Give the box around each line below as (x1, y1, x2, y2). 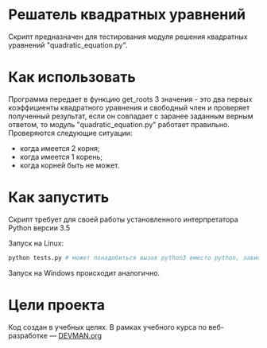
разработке (8, 331, 48, 340)
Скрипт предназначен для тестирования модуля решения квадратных (8, 32, 248, 41)
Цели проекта (8, 296, 106, 314)
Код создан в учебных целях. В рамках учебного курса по (8, 322, 207, 331)
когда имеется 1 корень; (19, 152, 103, 161)
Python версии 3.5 (8, 222, 71, 232)
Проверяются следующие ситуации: (8, 128, 133, 137)
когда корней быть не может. (19, 160, 120, 170)
